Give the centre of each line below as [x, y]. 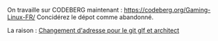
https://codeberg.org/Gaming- [167, 10]
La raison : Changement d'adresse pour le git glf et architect [93, 30]
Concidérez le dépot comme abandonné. [95, 17]
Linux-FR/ [21, 17]
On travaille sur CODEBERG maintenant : [65, 10]
